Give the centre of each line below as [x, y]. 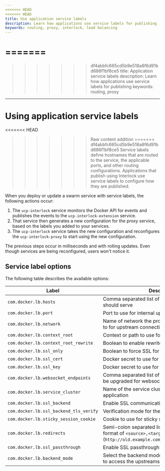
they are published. [110, 186]
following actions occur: [29, 201]
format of [114, 433]
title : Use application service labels [46, 19]
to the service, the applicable [120, 160]
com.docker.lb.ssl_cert [35, 359]
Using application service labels [72, 116]
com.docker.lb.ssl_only [35, 351]
